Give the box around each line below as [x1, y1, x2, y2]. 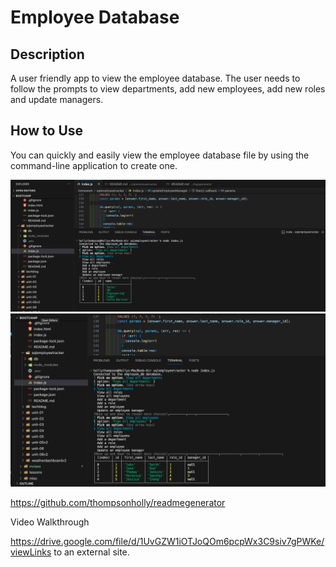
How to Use [10, 122, 84, 140]
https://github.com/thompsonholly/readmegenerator [10, 497, 226, 509]
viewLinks [10, 546, 52, 558]
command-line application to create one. [10, 159, 178, 171]
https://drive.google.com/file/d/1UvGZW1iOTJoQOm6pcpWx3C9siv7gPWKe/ [10, 536, 325, 548]
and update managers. [10, 94, 104, 105]
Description [10, 46, 85, 63]
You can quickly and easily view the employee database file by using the [10, 149, 310, 161]
